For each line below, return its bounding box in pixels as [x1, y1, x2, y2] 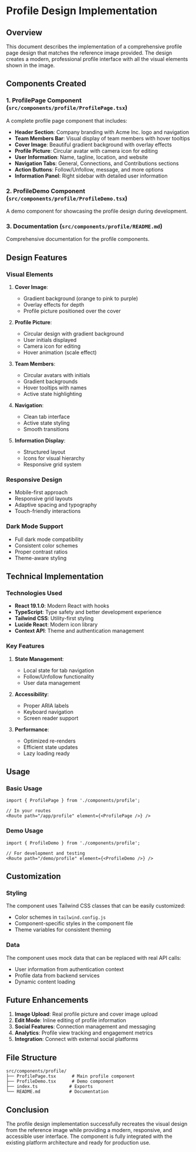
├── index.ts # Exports [6, 1084, 93, 1090]
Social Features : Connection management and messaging [14, 1023, 156, 1030]
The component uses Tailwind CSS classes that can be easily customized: [6, 902, 186, 909]
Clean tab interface [23, 413, 70, 420]
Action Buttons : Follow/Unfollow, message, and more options [14, 166, 164, 173]
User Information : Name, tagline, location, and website [14, 153, 148, 160]
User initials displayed [23, 336, 77, 343]
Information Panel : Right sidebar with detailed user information [14, 172, 168, 179]
